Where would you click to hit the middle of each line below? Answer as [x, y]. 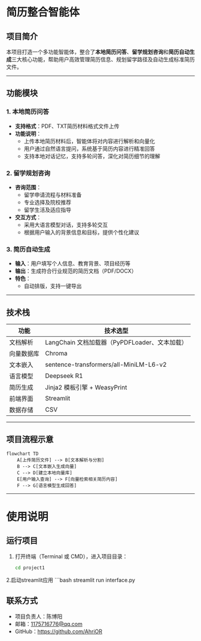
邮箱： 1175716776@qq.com [48, 624]
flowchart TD [22, 454]
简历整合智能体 [43, 12]
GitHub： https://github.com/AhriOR [59, 631]
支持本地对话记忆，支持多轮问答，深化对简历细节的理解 [92, 156]
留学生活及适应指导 [48, 209]
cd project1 [30, 568]
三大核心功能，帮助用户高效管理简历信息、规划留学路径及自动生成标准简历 [103, 59]
